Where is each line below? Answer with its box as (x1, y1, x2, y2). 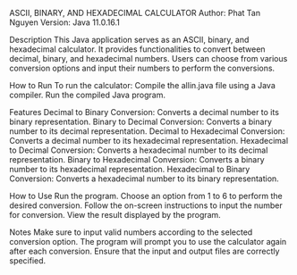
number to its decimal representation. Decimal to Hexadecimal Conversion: (9, 126, 285, 137)
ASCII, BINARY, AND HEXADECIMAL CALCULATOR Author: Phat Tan (9, 8, 261, 18)
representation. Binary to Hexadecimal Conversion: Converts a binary (9, 154, 266, 164)
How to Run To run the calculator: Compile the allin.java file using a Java (9, 80, 276, 90)
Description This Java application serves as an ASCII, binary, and (9, 35, 250, 45)
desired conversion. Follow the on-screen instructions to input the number (9, 200, 284, 211)
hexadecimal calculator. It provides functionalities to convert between (9, 44, 266, 54)
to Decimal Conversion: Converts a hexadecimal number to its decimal (9, 145, 268, 155)
